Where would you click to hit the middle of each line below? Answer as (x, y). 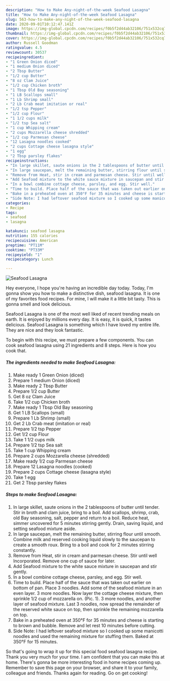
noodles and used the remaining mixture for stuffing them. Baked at (83, 636)
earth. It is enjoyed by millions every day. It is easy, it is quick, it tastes (78, 319)
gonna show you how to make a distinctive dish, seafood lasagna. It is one (83, 293)
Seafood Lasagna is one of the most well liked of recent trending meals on (83, 314)
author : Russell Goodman (32, 43)
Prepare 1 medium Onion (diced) (46, 381)
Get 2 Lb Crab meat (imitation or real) (52, 424)
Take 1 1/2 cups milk (34, 440)
